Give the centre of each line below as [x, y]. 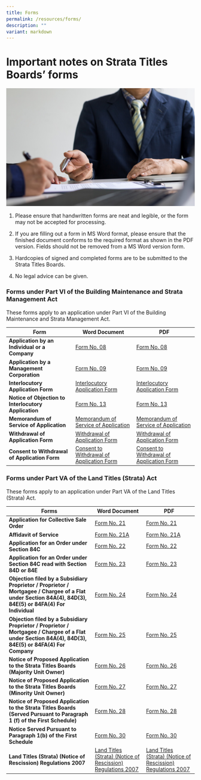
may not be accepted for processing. [60, 222]
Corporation [24, 375]
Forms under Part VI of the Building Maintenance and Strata [95, 292]
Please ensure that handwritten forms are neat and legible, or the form [101, 216]
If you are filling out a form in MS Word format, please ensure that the [100, 234]
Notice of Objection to [37, 398]
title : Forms [22, 13]
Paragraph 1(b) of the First [43, 735]
